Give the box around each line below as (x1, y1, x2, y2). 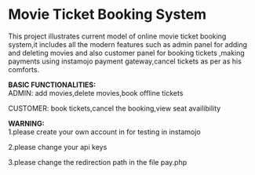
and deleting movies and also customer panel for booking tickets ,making (8, 48, 245, 57)
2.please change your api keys (8, 142, 107, 151)
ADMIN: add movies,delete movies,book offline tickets (8, 88, 184, 97)
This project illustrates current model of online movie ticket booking (8, 31, 227, 41)
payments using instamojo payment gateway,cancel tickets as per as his (8, 57, 242, 66)
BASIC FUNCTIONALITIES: (8, 80, 97, 89)
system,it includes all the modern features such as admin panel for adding (8, 39, 248, 49)
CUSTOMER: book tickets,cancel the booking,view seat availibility (8, 104, 221, 113)
